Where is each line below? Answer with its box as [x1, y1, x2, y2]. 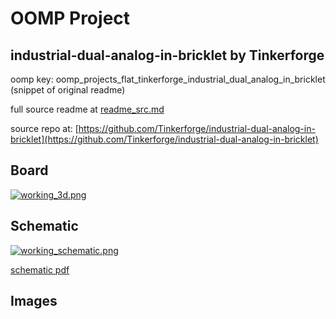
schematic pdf [10, 263, 70, 276]
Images [10, 293, 58, 310]
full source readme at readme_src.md [10, 103, 165, 115]
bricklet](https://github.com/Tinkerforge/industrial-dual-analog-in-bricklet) [10, 133, 319, 145]
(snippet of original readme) [10, 84, 126, 96]
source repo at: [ [10, 123, 79, 134]
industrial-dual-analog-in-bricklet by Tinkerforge [10, 47, 325, 64]
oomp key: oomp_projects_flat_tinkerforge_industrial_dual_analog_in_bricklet [10, 73, 326, 85]
